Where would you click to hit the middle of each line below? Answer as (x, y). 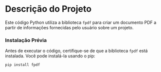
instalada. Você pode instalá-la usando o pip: (50, 56)
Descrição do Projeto (48, 9)
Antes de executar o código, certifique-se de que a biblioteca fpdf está (76, 51)
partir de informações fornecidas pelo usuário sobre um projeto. (69, 27)
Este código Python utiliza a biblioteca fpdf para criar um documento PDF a (81, 22)
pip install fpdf (23, 65)
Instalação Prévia (26, 40)
